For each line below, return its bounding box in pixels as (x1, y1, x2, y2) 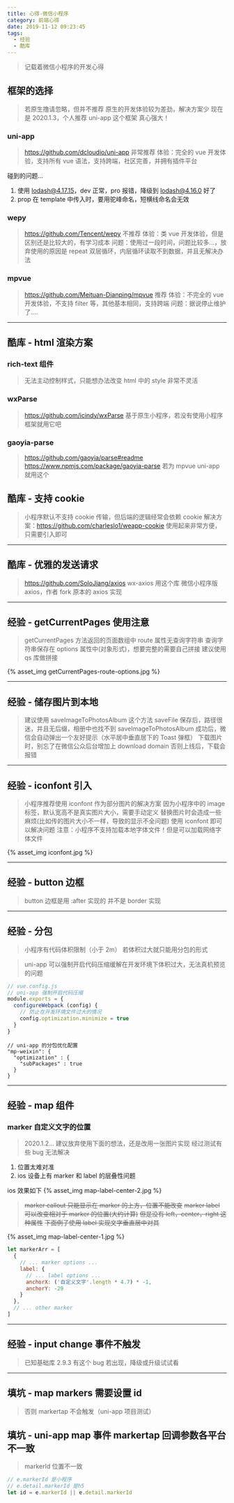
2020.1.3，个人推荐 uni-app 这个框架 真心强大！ (32, 113, 170, 122)
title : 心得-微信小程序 (7, 10, 69, 17)
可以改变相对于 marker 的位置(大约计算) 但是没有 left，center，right (24, 1210, 219, 1219)
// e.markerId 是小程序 (7, 1476, 72, 1483)
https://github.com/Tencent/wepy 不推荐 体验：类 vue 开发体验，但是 (24, 229, 224, 238)
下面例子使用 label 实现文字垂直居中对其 (44, 1219, 159, 1227)
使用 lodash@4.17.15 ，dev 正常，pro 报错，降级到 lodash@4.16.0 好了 (17, 186, 216, 195)
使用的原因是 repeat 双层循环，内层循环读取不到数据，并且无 (30, 247, 205, 255)
